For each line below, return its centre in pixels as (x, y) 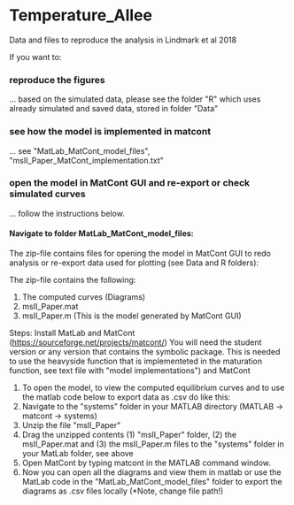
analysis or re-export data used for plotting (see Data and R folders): (134, 263)
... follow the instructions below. (67, 213)
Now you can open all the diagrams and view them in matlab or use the (151, 472)
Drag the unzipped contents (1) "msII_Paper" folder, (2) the (129, 435)
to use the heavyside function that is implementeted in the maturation (136, 361)
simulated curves (47, 194)
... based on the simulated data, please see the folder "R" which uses (135, 99)
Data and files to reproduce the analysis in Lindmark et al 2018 (123, 40)
